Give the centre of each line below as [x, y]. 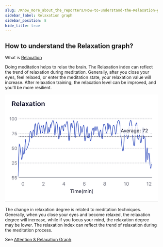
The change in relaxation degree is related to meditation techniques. [73, 210]
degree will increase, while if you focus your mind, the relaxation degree [77, 220]
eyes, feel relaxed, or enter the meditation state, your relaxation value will [78, 77]
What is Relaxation [24, 58]
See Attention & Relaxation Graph [38, 240]
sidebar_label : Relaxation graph [39, 15]
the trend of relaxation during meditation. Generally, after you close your [77, 72]
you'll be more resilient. [28, 88]
